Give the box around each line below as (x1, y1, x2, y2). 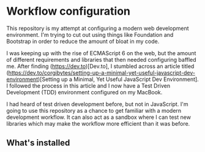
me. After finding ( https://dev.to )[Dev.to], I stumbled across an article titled (6, 63, 195, 70)
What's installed (6, 138, 70, 148)
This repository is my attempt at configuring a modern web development (6, 25, 189, 32)
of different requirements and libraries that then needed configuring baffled (6, 56, 197, 63)
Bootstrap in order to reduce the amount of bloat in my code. (6, 37, 160, 45)
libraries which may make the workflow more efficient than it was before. (6, 120, 190, 127)
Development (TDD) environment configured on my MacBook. (6, 88, 163, 96)
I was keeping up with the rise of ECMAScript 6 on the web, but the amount (6, 49, 196, 56)
